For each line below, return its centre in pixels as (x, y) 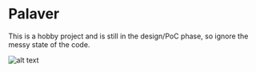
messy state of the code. (49, 44)
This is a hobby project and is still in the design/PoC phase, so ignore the (128, 36)
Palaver (34, 14)
